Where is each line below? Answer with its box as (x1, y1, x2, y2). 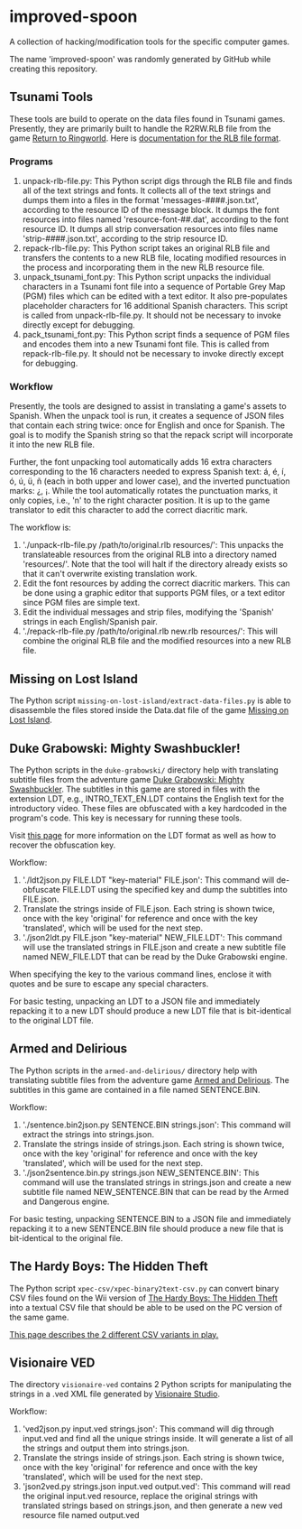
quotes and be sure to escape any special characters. (9, 978, 209, 989)
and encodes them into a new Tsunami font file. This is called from (22, 338, 270, 349)
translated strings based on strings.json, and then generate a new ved (22, 1500, 283, 1511)
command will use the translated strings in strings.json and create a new (22, 1176, 292, 1188)
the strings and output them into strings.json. (22, 1442, 190, 1454)
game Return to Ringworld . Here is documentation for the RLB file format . (9, 133, 281, 144)
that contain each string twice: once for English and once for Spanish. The (9, 420, 286, 431)
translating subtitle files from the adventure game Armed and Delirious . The (9, 1074, 290, 1085)
